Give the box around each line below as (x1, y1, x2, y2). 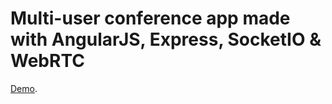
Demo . (10, 82, 38, 94)
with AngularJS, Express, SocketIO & (10, 28, 322, 51)
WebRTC (10, 50, 85, 72)
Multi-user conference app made (10, 7, 291, 30)
